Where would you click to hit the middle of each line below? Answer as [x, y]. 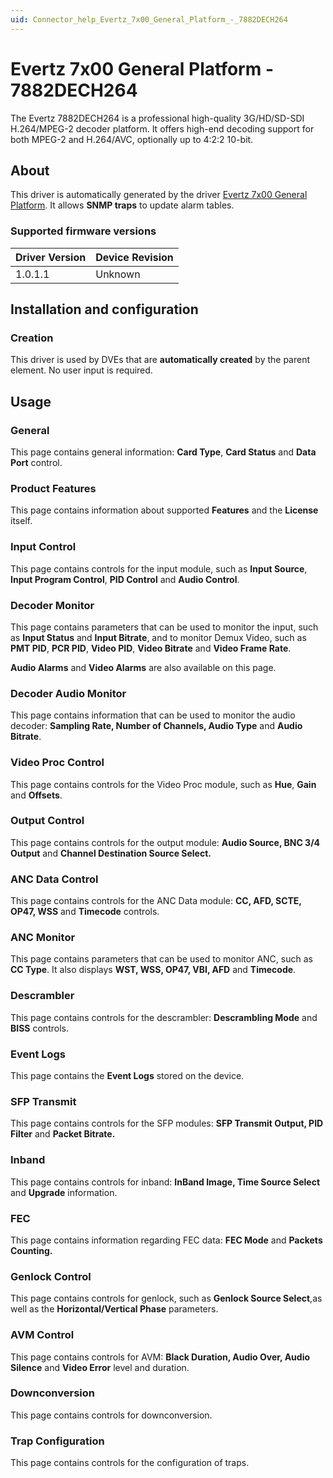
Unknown [118, 274]
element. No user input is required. [81, 370]
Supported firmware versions [83, 231]
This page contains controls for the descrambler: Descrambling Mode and [164, 1017]
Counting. [31, 1250]
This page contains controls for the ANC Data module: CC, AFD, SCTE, [156, 901]
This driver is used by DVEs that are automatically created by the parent [160, 360]
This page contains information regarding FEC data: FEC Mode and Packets [166, 1240]
